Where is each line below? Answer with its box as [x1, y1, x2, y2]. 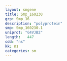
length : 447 [5, 35, 34, 40]
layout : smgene [5, 7, 36, 12]
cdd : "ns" [5, 39, 26, 44]
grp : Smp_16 [5, 16, 30, 21]
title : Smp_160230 [5, 12, 43, 17]
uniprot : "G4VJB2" [5, 30, 43, 35]
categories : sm [5, 48, 36, 53]
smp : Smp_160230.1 [5, 26, 43, 30]
